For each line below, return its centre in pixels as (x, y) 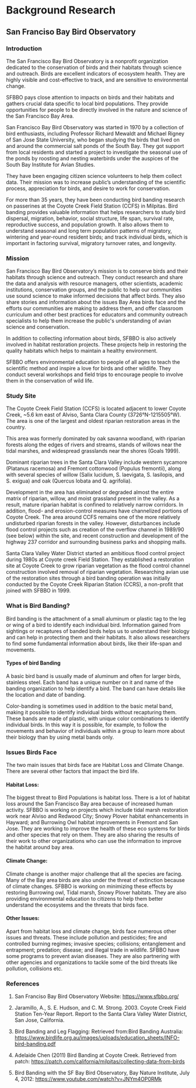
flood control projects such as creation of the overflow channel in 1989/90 (95, 529)
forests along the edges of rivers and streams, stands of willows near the (94, 445)
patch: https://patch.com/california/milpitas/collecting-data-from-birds (99, 1062)
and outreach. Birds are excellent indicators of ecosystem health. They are (96, 73)
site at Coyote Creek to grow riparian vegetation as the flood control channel (98, 566)
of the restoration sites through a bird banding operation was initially (88, 578)
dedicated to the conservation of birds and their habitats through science (94, 67)
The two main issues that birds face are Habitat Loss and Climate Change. (95, 765)
